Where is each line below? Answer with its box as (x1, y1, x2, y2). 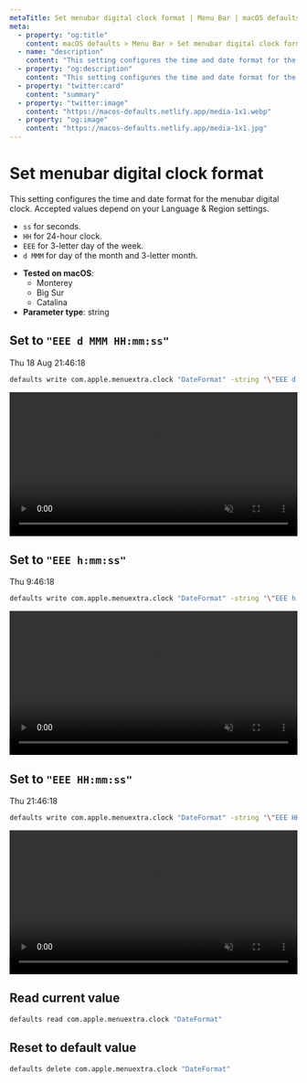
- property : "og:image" (17, 115, 108, 124)
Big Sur (36, 287, 65, 298)
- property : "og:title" (17, 30, 108, 39)
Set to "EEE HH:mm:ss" (9, 771, 132, 787)
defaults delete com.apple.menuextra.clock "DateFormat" (9, 1064, 231, 1074)
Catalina (36, 296, 69, 307)
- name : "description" (17, 48, 104, 57)
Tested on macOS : (22, 267, 94, 279)
